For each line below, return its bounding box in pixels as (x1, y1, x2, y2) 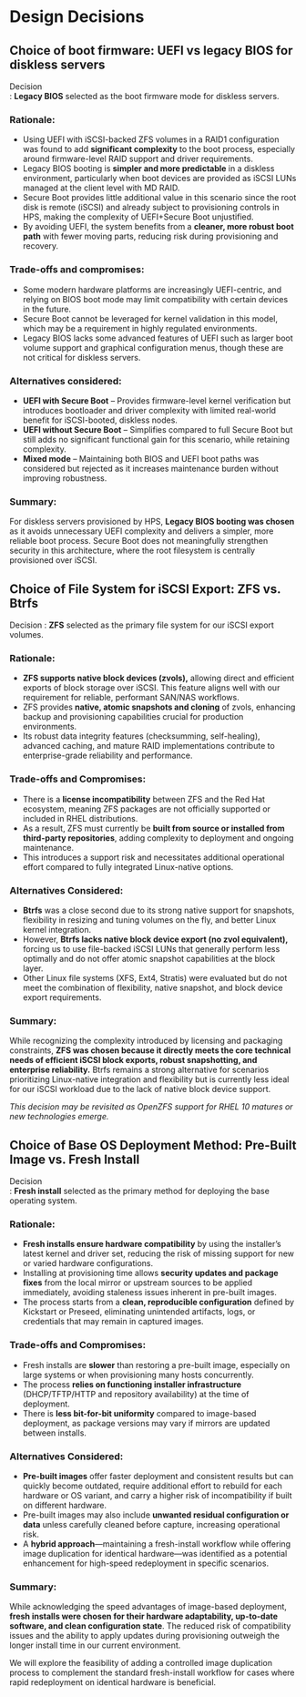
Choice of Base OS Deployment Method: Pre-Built (9, 1137, 297, 1153)
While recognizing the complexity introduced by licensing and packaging (9, 1036, 283, 1047)
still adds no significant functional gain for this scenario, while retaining (22, 434, 290, 445)
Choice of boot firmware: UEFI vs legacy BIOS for (9, 43, 293, 58)
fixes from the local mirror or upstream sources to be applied (22, 1277, 253, 1288)
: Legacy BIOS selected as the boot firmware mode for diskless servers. (9, 91, 280, 101)
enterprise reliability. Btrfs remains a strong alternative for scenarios (9, 1064, 270, 1076)
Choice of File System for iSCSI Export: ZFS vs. (9, 581, 281, 597)
